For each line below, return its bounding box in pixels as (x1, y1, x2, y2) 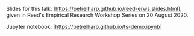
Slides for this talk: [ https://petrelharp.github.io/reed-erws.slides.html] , (6, 5, 182, 12)
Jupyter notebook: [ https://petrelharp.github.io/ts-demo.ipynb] (6, 23, 163, 30)
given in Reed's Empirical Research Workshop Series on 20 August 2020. (6, 11, 189, 19)
